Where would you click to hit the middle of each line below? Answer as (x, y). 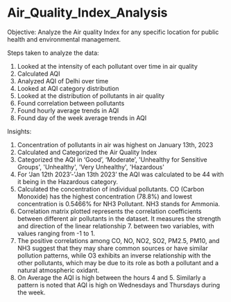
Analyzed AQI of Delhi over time (63, 81)
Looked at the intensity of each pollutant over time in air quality (107, 66)
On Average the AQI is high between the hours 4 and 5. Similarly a (111, 277)
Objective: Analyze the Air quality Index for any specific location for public (113, 32)
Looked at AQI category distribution (68, 88)
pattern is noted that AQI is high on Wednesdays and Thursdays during (119, 285)
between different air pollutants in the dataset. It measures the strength (119, 218)
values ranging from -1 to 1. (56, 233)
